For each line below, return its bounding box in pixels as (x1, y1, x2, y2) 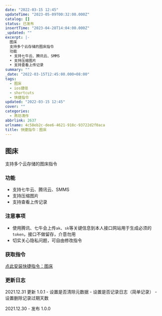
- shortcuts (9, 90, 35, 95)
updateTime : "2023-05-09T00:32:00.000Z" (5, 12, 90, 17)
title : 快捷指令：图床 (5, 127, 47, 132)
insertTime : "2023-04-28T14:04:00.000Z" (5, 26, 90, 31)
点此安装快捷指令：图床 (5, 263, 53, 269)
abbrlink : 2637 (5, 118, 37, 123)
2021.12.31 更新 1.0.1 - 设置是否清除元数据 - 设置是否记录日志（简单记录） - (5, 289, 157, 295)
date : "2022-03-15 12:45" (5, 7, 58, 12)
